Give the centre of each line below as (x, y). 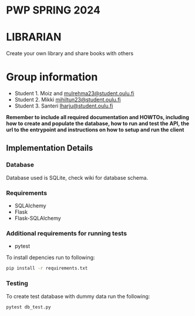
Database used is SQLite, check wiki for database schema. (77, 177)
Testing (17, 284)
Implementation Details (50, 148)
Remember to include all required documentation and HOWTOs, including (97, 117)
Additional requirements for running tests (67, 233)
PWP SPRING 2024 (53, 10)
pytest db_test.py (28, 307)
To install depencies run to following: (51, 258)
